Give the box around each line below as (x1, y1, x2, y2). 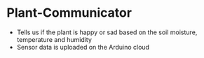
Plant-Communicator (6, 5, 132, 21)
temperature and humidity (16, 35, 93, 43)
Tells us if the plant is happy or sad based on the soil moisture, (16, 28, 198, 36)
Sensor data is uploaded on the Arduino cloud (16, 43, 150, 51)
